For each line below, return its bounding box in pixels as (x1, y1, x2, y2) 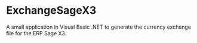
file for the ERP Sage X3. (6, 29, 67, 36)
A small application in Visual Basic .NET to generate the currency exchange (6, 23, 192, 30)
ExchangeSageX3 (6, 4, 97, 17)
